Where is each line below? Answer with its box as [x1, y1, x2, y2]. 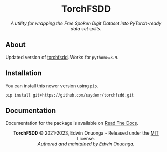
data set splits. [70, 25, 102, 31]
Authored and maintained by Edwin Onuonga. [37, 141, 135, 147]
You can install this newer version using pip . [5, 83, 98, 89]
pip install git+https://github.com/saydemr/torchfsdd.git [5, 92, 134, 98]
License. [77, 136, 95, 142]
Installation [5, 69, 42, 78]
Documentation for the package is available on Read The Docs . [5, 120, 138, 126]
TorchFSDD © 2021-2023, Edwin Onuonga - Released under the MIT [13, 130, 159, 136]
